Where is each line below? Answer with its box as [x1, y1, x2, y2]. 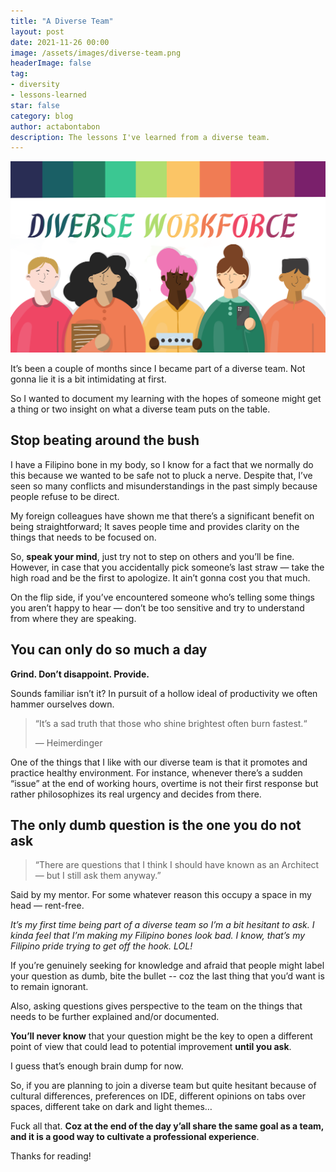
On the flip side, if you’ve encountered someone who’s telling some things [10, 591, 315, 603]
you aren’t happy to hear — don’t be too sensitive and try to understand [10, 601, 305, 614]
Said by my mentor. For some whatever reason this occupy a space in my [10, 889, 312, 901]
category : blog [10, 111, 74, 121]
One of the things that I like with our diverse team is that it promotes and [10, 756, 308, 768]
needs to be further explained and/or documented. [10, 1011, 220, 1023]
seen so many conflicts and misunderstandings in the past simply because [10, 480, 318, 492]
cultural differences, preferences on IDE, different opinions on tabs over [10, 1090, 306, 1102]
